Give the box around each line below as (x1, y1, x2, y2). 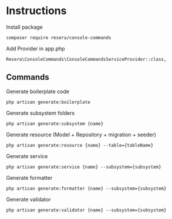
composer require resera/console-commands (6, 35, 112, 40)
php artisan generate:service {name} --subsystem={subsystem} (6, 164, 161, 170)
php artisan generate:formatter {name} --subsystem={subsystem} (6, 186, 167, 191)
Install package (6, 23, 43, 30)
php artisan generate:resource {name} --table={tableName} (6, 142, 154, 148)
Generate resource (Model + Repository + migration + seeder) (6, 131, 157, 138)
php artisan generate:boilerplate (6, 99, 91, 105)
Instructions (6, 4, 67, 18)
